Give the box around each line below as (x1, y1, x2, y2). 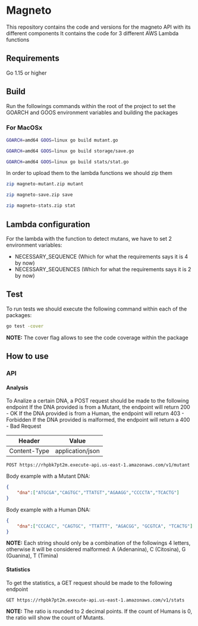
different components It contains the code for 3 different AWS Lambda (6, 29, 179, 36)
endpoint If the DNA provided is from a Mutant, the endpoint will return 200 (6, 404, 190, 411)
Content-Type (9, 447, 49, 455)
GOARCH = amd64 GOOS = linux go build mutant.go (6, 137, 118, 143)
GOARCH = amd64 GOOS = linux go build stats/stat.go (6, 159, 129, 165)
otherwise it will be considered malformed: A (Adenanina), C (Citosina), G (6, 546, 186, 553)
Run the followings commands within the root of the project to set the (6, 102, 176, 109)
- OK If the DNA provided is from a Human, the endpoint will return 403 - (6, 410, 184, 417)
